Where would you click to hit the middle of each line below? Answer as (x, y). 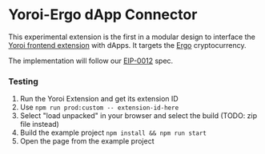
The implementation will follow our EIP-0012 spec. (91, 61)
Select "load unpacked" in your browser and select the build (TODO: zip (139, 116)
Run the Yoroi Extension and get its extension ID (99, 99)
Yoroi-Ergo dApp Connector (103, 15)
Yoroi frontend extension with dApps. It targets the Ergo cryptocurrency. (127, 45)
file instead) (40, 124)
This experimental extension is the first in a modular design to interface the (132, 37)
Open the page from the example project (87, 141)
